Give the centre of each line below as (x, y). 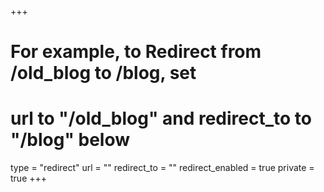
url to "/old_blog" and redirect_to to (161, 118)
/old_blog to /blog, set (103, 73)
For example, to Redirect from (136, 52)
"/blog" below (70, 140)
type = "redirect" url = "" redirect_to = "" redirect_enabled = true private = (162, 168)
